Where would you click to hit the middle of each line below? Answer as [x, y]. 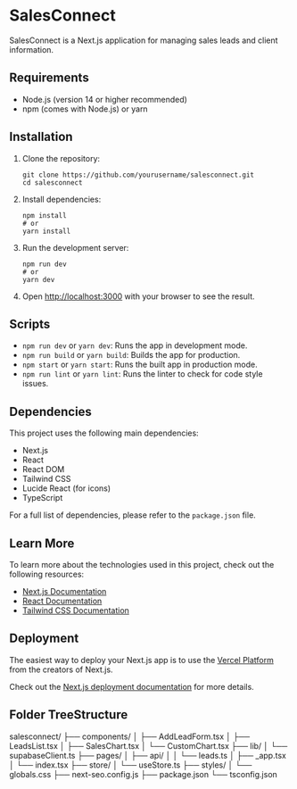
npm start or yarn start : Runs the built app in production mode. [140, 365]
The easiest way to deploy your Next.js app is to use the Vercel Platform [142, 660]
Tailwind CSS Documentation [75, 610]
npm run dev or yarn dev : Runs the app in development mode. [135, 345]
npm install [44, 215]
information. [32, 49]
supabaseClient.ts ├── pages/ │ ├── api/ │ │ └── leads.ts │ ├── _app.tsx [148, 755]
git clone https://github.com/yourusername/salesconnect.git [138, 175]
